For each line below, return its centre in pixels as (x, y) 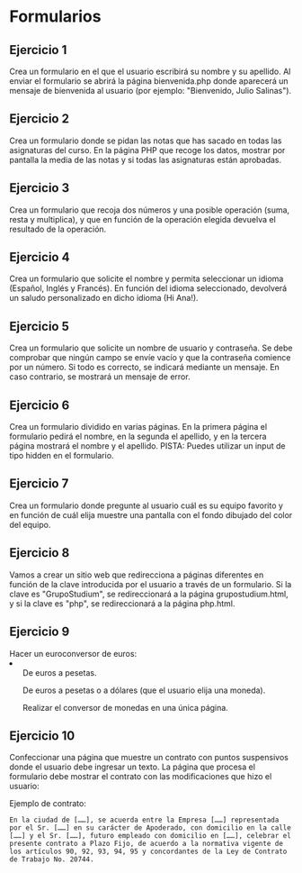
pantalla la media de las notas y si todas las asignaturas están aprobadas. (146, 159)
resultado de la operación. (58, 229)
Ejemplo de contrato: (48, 804)
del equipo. (30, 524)
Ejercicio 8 (40, 553)
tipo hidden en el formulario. (62, 456)
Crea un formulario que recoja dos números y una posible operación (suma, (150, 210)
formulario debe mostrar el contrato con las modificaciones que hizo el (141, 777)
